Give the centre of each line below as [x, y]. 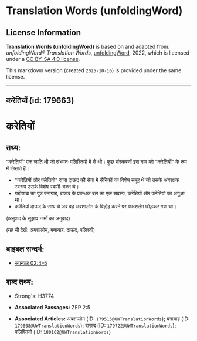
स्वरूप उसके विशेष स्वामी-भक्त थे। [47, 187]
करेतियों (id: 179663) [40, 101]
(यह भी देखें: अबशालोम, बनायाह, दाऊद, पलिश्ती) [51, 230]
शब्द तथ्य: [20, 282]
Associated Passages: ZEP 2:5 [52, 308]
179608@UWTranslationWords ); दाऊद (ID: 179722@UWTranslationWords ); [95, 325]
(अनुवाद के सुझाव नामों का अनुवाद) [38, 218]
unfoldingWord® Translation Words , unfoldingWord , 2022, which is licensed [98, 53]
